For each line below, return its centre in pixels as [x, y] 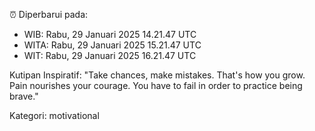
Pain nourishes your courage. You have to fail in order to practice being [156, 85]
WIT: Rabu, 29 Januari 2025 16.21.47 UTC [110, 55]
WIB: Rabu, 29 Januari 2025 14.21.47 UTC [110, 34]
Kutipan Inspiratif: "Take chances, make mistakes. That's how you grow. [157, 75]
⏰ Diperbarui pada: [49, 14]
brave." [24, 96]
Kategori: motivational [54, 115]
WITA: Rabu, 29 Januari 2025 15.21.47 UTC [112, 45]
